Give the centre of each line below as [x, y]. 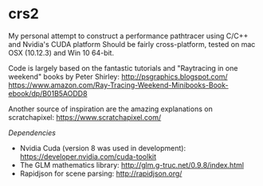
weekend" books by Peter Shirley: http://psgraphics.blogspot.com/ [118, 76]
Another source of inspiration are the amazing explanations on [110, 109]
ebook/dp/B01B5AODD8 [48, 93]
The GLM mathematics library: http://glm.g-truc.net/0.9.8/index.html [132, 165]
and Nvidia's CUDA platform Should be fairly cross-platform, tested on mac [132, 44]
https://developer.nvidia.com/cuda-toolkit [88, 157]
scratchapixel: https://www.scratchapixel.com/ [85, 117]
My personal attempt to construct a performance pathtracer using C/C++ [128, 36]
